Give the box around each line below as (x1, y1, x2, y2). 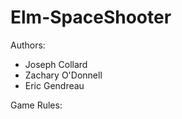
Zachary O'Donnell (24, 69, 103, 81)
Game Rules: (10, 99, 63, 111)
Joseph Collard (24, 58, 88, 70)
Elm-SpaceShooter (10, 6, 172, 29)
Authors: (10, 39, 46, 51)
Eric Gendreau (24, 79, 85, 91)
